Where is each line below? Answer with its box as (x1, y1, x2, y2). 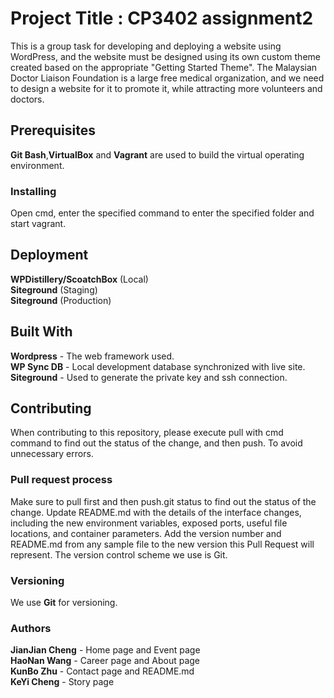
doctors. (10, 93, 45, 105)
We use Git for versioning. (10, 597, 118, 609)
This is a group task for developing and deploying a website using (10, 40, 282, 52)
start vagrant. (10, 218, 67, 230)
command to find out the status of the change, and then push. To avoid (10, 437, 303, 449)
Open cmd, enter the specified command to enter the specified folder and (10, 207, 315, 219)
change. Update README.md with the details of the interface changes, (10, 506, 302, 518)
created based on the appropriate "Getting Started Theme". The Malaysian (10, 61, 318, 73)
